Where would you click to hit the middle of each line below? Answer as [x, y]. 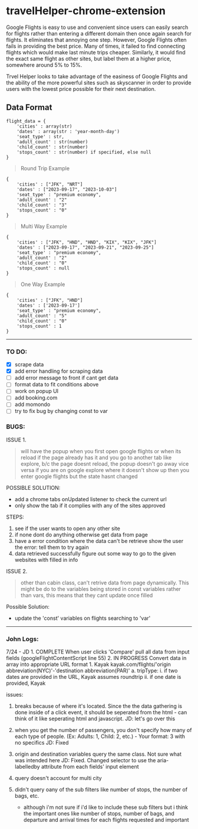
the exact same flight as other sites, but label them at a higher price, [89, 58]
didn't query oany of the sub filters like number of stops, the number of [101, 789]
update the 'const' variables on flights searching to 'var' [82, 618]
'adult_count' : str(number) [52, 142]
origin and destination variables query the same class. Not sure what [98, 754]
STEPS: [15, 517]
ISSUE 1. [16, 440]
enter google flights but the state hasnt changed [79, 476]
